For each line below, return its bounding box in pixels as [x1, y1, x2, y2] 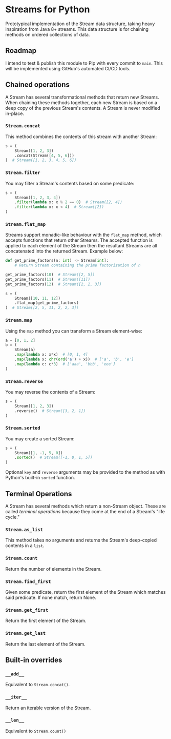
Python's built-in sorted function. [5, 475, 75, 481]
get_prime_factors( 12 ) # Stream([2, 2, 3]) [5, 281, 102, 287]
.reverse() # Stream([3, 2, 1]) [14, 408, 86, 414]
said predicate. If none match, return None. [5, 594, 96, 600]
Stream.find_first [5, 578, 51, 585]
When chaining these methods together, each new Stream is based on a [5, 99, 158, 106]
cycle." [5, 514, 20, 520]
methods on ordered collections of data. [5, 31, 90, 37]
